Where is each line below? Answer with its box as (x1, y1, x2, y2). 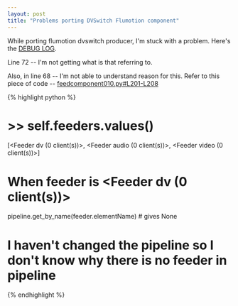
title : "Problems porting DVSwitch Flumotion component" (7, 17, 180, 24)
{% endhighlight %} (7, 290, 65, 299)
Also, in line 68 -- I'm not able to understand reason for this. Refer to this (7, 72, 220, 80)
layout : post (7, 10, 46, 18)
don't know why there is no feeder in (7, 252, 227, 268)
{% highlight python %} (7, 93, 76, 102)
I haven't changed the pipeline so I (7, 237, 215, 253)
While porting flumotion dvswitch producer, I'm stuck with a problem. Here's (7, 36, 231, 45)
